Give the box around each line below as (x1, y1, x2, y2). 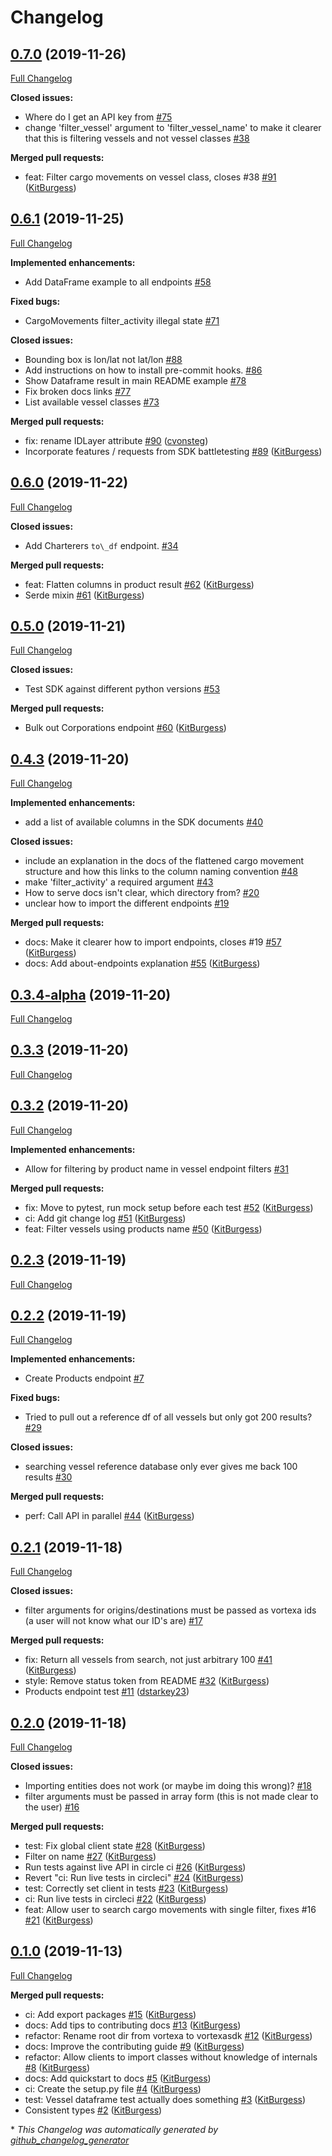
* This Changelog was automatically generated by (10, 2123, 219, 2135)
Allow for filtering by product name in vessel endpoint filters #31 (24, 1162, 289, 1175)
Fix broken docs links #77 (24, 385, 132, 397)
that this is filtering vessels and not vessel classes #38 (24, 132, 250, 144)
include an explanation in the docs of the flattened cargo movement (24, 855, 305, 867)
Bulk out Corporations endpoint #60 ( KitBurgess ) (24, 722, 227, 734)
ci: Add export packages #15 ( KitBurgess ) (24, 2008, 197, 2020)
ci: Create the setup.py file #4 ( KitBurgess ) (24, 2082, 202, 2095)
